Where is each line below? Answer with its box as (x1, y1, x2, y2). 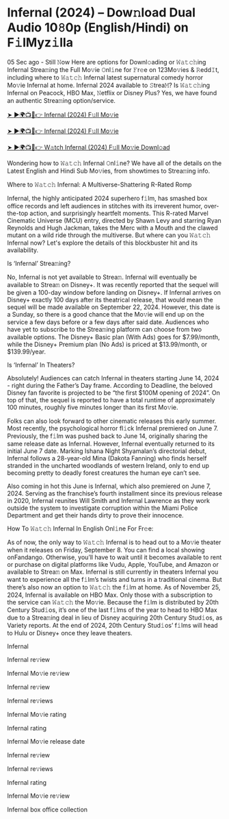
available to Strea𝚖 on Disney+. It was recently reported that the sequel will (7, 280, 219, 289)
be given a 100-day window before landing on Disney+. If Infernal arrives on (7, 288, 221, 296)
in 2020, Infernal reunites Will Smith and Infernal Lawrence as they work (7, 496, 211, 504)
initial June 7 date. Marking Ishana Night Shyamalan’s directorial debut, (7, 447, 207, 455)
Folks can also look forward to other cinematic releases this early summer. (7, 417, 217, 425)
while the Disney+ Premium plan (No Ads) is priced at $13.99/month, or (7, 340, 208, 348)
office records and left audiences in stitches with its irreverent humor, (7, 201, 203, 210)
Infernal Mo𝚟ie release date (7, 737, 85, 745)
